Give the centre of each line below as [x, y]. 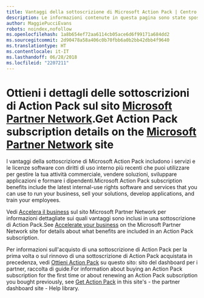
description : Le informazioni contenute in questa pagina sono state [96, 18]
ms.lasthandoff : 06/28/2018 [42, 57]
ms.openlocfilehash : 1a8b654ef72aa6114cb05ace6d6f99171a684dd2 [88, 35]
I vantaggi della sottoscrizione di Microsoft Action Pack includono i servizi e [101, 161]
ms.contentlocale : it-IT [38, 52]
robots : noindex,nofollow [39, 29]
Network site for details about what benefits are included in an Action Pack [100, 231]
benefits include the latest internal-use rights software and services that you [102, 187]
